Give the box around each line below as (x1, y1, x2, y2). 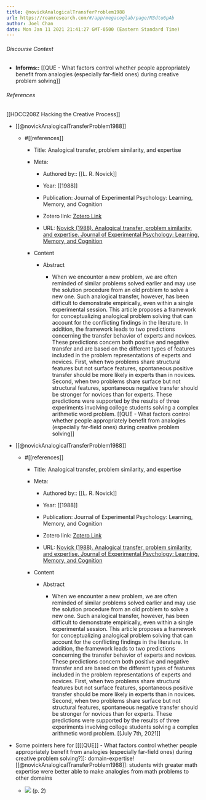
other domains (15, 774, 52, 782)
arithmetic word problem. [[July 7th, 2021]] (52, 729, 161, 737)
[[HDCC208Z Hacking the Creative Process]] (6, 110, 121, 117)
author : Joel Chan (6, 20, 53, 26)
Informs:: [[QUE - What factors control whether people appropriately (15, 64, 191, 71)
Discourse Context (6, 45, 53, 52)
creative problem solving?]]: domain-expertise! (15, 754, 135, 762)
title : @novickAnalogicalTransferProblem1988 (6, 9, 125, 15)
